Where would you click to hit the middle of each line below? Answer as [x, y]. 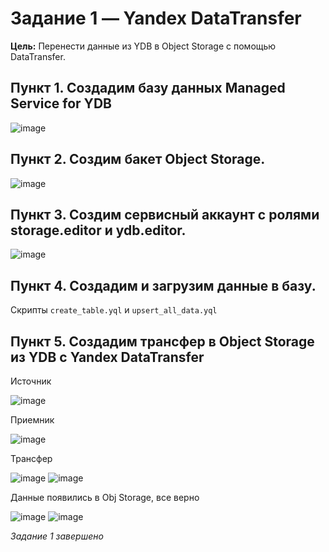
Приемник [32, 420]
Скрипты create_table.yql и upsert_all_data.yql [114, 310]
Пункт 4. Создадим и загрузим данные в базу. [163, 285]
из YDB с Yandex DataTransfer [107, 357]
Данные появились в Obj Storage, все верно [105, 497]
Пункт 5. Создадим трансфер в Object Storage [162, 341]
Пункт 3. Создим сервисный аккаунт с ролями [165, 214]
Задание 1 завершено [57, 536]
